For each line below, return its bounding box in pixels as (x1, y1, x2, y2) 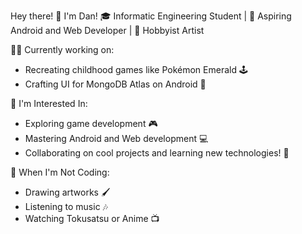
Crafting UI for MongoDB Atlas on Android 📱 (24, 78, 207, 90)
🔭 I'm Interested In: (10, 98, 88, 109)
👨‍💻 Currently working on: (10, 44, 115, 55)
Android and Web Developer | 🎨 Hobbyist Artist (10, 25, 205, 36)
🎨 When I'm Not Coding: (10, 166, 110, 178)
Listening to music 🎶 (24, 201, 108, 212)
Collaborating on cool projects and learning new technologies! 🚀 (24, 147, 290, 159)
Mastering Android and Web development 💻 (24, 133, 209, 144)
